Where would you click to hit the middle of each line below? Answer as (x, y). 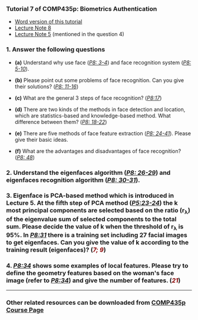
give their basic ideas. (41, 139)
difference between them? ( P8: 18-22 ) (61, 122)
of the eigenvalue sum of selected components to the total (91, 219)
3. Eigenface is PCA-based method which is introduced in (90, 195)
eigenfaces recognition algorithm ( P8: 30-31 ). (73, 180)
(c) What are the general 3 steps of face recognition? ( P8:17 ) (88, 98)
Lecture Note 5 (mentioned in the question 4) (70, 34)
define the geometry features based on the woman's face (90, 273)
